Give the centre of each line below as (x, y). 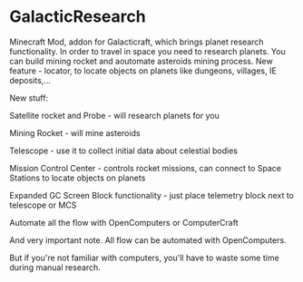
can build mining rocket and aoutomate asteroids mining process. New (142, 61)
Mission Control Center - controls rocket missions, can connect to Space (145, 168)
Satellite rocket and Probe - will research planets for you (114, 115)
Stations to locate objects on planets (78, 178)
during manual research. (55, 267)
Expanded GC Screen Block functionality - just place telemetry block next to (152, 195)
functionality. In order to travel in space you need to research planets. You (147, 51)
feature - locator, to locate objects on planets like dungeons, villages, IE (143, 71)
